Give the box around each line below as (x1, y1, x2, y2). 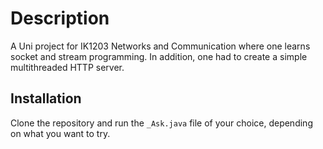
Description (10, 7, 110, 30)
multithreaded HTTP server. (10, 61, 125, 73)
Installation (10, 90, 82, 107)
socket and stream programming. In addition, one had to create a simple (10, 50, 308, 62)
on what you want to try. (10, 127, 111, 139)
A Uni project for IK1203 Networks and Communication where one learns (10, 40, 311, 52)
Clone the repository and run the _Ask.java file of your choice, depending (10, 117, 313, 129)
